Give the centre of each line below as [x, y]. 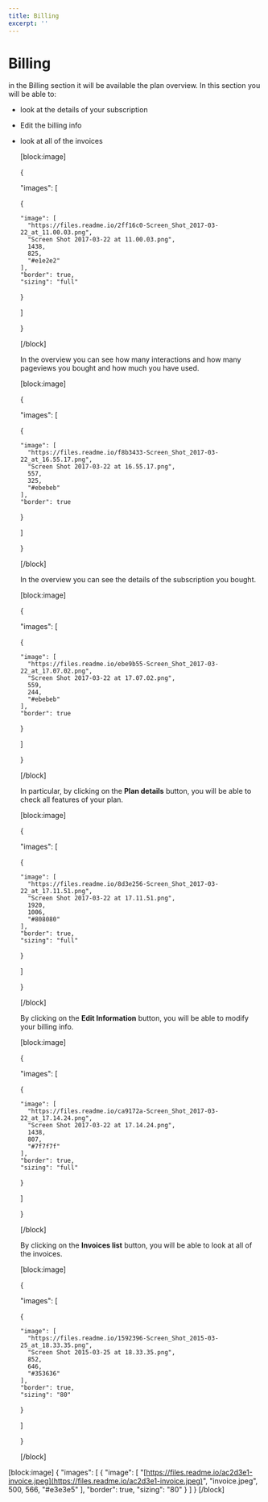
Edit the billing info [51, 125]
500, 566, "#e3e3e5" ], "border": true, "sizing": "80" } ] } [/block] [117, 1490]
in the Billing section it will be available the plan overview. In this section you [134, 86]
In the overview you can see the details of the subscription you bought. [138, 580]
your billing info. [47, 1027]
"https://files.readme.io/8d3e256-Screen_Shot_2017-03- [123, 884]
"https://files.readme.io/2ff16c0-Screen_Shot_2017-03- [123, 226]
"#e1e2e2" [44, 261]
